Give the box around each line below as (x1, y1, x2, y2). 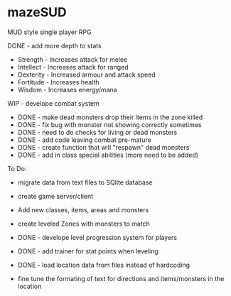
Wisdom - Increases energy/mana (17, 85, 117, 94)
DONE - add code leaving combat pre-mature (17, 136, 151, 144)
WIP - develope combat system (7, 99, 100, 107)
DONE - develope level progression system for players (17, 233, 178, 241)
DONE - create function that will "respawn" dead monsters (17, 143, 190, 151)
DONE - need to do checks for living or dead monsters (17, 128, 178, 136)
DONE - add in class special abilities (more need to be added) (17, 150, 199, 159)
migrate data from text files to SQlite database (17, 178, 153, 187)
